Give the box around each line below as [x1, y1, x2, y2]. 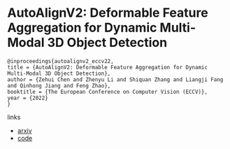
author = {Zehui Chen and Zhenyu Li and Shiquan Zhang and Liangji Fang [7, 76, 224, 83]
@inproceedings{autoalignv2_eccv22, [7, 57, 114, 64]
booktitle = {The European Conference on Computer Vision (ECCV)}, [7, 88, 208, 95]
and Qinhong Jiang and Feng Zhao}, [7, 82, 111, 89]
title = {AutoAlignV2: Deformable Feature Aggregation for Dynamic [7, 64, 208, 71]
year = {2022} [7, 94, 49, 101]
